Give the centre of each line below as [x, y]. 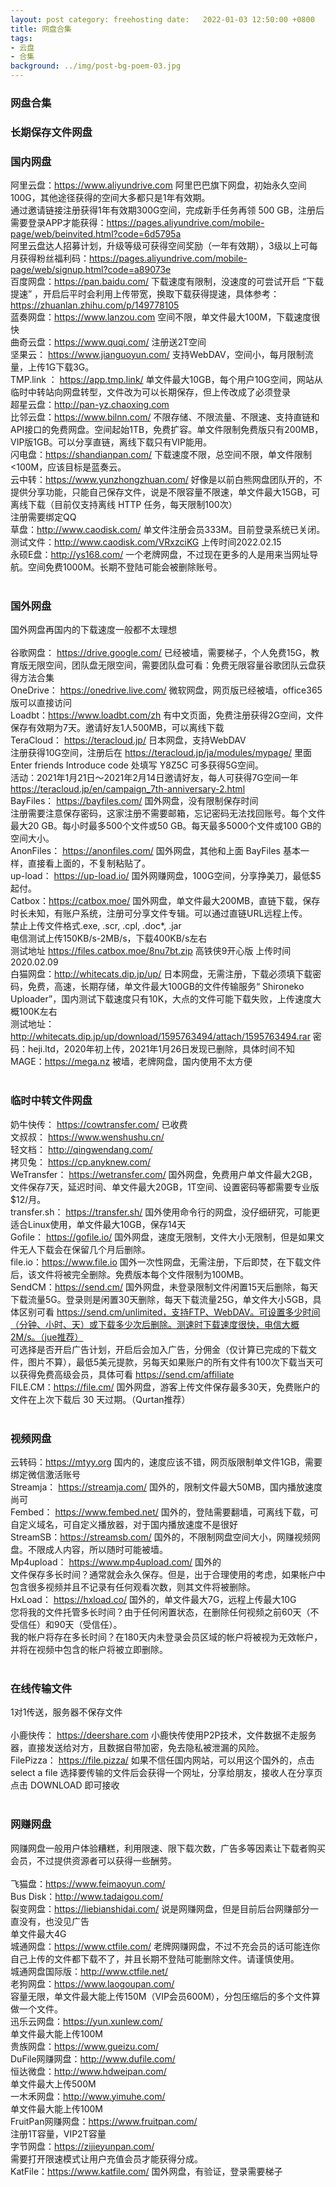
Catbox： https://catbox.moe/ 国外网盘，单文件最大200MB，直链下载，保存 [165, 901]
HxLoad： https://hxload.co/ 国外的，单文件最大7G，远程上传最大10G [153, 1600]
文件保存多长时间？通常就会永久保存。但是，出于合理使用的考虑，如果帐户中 [168, 1575]
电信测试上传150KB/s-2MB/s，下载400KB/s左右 [109, 938]
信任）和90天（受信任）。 [70, 1625]
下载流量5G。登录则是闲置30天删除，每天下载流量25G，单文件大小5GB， [161, 1299]
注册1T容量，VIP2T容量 [58, 2133]
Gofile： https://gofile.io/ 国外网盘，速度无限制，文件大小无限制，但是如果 [163, 1237]
